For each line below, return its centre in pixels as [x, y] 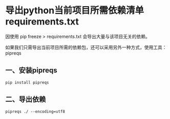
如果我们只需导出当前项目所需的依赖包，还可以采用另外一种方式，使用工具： [86, 47]
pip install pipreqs [27, 82]
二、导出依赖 [26, 99]
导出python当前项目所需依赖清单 [75, 10]
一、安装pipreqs [31, 70]
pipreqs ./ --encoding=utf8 [35, 111]
